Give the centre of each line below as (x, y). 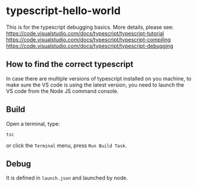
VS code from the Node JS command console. (62, 91)
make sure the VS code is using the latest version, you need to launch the (95, 85)
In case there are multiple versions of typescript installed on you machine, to (99, 78)
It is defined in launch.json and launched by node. (67, 178)
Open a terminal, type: (33, 123)
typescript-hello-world (64, 11)
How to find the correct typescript (70, 64)
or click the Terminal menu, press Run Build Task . (66, 145)
